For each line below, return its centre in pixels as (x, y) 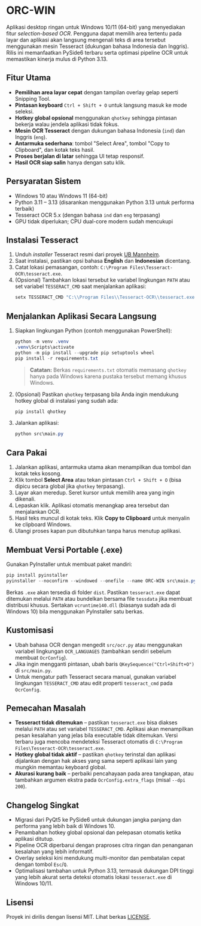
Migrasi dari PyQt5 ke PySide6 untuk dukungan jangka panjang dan (98, 820)
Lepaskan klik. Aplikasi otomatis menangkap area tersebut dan (92, 505)
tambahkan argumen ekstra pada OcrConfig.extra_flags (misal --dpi (100, 780)
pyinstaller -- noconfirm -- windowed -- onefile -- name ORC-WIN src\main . (99, 581)
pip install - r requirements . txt (57, 358)
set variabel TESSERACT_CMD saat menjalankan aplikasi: (80, 286)
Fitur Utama (29, 78)
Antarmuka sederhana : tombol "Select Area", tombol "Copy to (92, 143)
